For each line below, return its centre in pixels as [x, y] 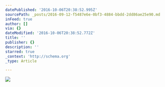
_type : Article [21, 61]
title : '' [16, 38]
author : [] [17, 24]
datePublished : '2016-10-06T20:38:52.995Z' [51, 10]
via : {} [13, 28]
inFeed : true [19, 19]
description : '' [22, 47]
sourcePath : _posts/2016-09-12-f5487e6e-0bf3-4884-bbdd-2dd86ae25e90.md [83, 14]
